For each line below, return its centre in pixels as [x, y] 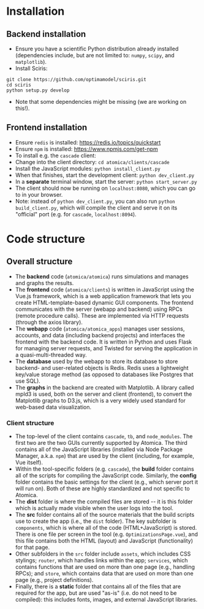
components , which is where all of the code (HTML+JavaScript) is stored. [106, 528]
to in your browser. [39, 194]
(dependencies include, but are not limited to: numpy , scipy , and [95, 55]
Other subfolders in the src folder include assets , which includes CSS [103, 554]
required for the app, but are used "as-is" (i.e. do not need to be [96, 593]
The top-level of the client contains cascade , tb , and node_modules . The [104, 436]
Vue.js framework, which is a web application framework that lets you [103, 296]
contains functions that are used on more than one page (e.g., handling [105, 567]
